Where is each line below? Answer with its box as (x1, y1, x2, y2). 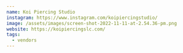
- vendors (12, 37, 37, 43)
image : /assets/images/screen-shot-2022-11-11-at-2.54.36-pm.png (6, 20, 177, 26)
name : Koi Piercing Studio (6, 9, 76, 15)
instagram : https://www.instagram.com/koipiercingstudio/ (6, 15, 158, 21)
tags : (6, 32, 20, 38)
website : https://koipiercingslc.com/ (6, 26, 106, 32)
